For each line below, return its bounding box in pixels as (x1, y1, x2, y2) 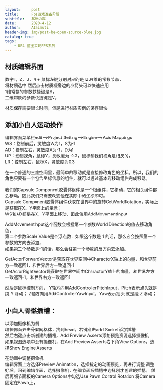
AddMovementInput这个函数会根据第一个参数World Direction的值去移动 (5, 221, 148, 227)
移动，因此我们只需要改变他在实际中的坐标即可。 (9, 193, 108, 199)
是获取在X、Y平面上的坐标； (5, 205, 62, 211)
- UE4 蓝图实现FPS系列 (14, 43, 55, 48)
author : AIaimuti (5, 25, 49, 30)
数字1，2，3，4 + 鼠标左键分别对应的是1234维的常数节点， (5, 77, 124, 82)
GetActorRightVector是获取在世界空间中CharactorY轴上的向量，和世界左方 (5, 269, 155, 274)
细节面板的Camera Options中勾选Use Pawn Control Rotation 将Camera (13, 373, 156, 379)
